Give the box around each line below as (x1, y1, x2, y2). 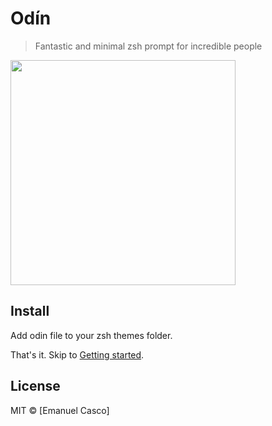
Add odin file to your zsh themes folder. (10, 329, 173, 341)
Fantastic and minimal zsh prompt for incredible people (34, 40, 263, 52)
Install (10, 303, 50, 320)
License (10, 378, 61, 395)
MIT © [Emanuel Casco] (10, 404, 110, 416)
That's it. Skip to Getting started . (10, 348, 145, 361)
